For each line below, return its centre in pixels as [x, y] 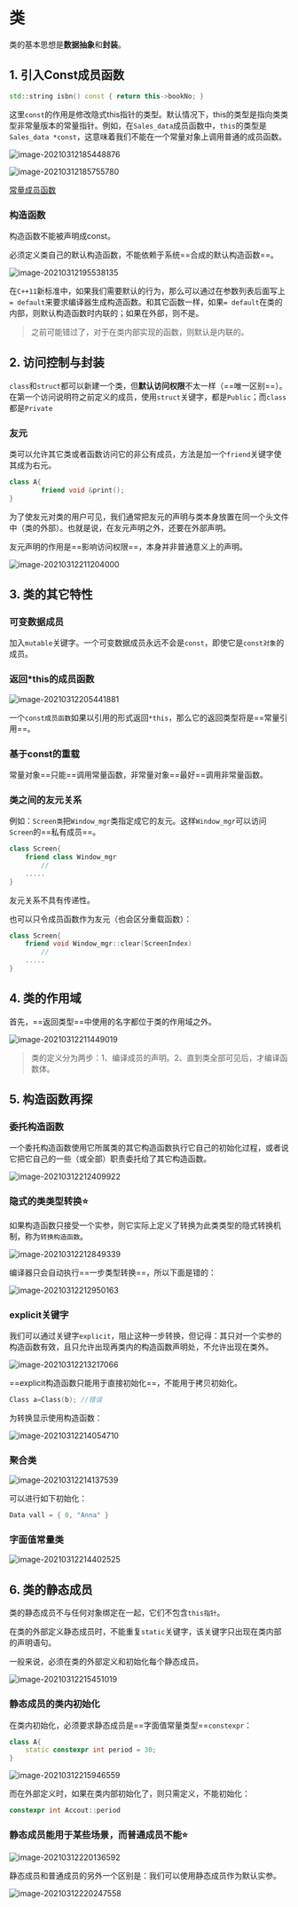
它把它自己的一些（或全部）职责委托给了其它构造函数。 [110, 1159]
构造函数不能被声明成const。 [62, 235]
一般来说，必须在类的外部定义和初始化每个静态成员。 [106, 1662]
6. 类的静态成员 [51, 1590]
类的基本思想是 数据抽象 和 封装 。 [67, 44]
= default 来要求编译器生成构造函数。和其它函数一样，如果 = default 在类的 [146, 302]
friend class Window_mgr [71, 858]
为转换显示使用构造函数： [56, 1418]
